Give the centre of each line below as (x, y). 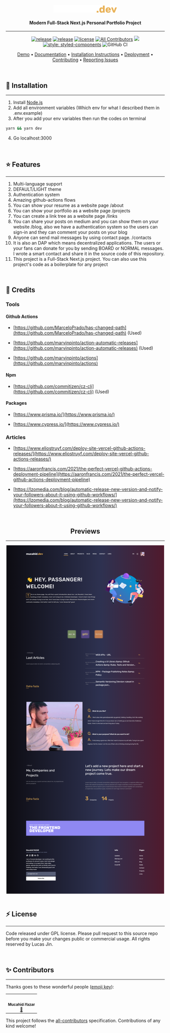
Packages (16, 403)
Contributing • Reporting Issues (85, 60)
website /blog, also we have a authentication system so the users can (85, 226)
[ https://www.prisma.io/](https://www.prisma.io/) (64, 414)
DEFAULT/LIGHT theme (37, 189)
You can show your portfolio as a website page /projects (72, 210)
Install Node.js (28, 103)
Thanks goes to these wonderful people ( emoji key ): (60, 987)
